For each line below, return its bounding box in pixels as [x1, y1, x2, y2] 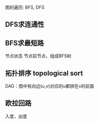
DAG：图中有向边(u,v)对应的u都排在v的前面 [5, 83, 95, 89]
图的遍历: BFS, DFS [5, 4, 45, 10]
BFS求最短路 [5, 39, 44, 47]
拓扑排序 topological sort [5, 69, 83, 77]
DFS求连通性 [5, 20, 45, 29]
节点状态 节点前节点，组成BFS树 [5, 53, 72, 59]
